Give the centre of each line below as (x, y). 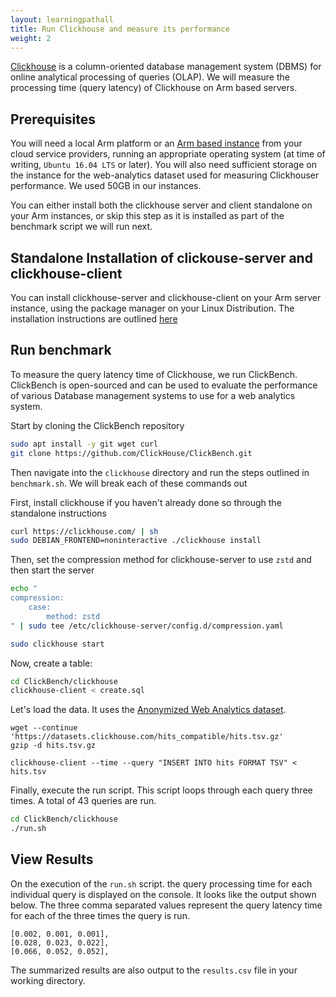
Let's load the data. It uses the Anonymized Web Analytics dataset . (148, 710)
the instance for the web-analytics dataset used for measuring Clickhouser (165, 175)
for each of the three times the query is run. (100, 915)
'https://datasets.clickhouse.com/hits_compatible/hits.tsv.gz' (147, 737)
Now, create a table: (51, 663)
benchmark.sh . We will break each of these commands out (129, 483)
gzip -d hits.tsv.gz (53, 746)
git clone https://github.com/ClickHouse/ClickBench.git (131, 453)
